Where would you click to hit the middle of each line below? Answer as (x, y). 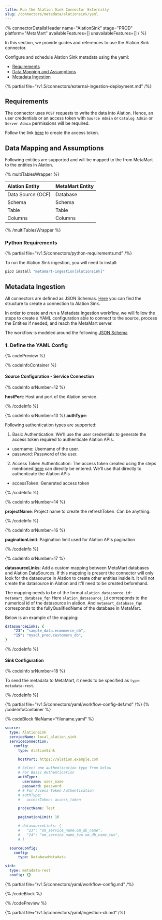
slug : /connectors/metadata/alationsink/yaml (52, 14)
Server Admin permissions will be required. (47, 123)
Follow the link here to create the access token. (52, 133)
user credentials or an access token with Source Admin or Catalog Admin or (79, 118)
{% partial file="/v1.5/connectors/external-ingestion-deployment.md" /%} (78, 86)
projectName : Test (36, 808)
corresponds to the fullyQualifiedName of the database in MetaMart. (73, 608)
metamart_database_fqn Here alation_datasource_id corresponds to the (76, 598)
